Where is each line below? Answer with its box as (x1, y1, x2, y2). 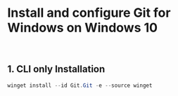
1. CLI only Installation (7, 63, 106, 75)
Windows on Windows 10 (7, 20, 158, 36)
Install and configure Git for (7, 5, 171, 21)
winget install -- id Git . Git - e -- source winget (7, 82, 153, 89)
